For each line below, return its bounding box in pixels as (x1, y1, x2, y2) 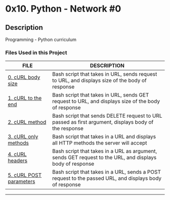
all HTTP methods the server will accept (52, 139, 148, 146)
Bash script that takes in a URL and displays (52, 133, 156, 140)
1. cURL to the (8, 94, 42, 102)
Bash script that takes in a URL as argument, (52, 147, 157, 155)
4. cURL (8, 151, 27, 158)
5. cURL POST (8, 172, 42, 179)
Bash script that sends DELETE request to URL (52, 112, 162, 119)
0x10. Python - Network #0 (5, 3, 121, 15)
